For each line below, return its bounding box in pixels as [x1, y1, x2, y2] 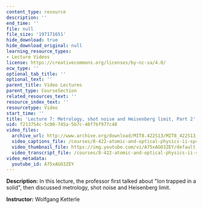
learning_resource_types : [6, 48, 71, 55]
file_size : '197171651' [6, 32, 66, 38]
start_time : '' [6, 110, 45, 116]
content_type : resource [6, 8, 66, 15]
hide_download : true [6, 37, 59, 43]
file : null [6, 25, 34, 32]
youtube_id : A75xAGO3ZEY [11, 161, 74, 167]
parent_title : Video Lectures [6, 82, 83, 88]
